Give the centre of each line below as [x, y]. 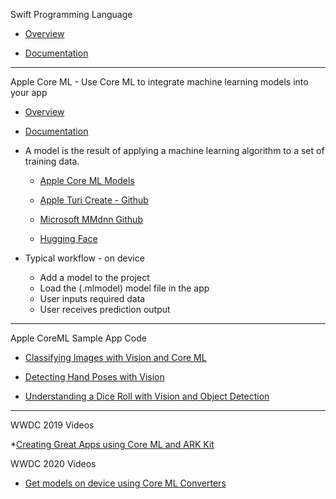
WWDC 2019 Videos [52, 425]
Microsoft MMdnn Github [91, 219]
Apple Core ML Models [87, 180]
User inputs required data [92, 298]
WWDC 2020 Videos [53, 463]
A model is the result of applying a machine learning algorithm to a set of [174, 150]
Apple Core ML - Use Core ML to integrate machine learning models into [159, 82]
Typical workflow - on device [84, 258]
